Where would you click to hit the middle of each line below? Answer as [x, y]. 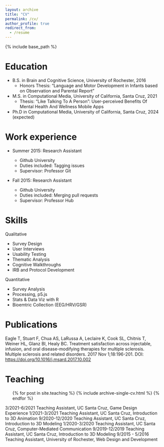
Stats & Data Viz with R [35, 299]
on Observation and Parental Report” [57, 91]
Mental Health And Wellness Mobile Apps [62, 106]
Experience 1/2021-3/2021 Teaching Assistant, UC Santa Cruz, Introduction [81, 413]
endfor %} [23, 398]
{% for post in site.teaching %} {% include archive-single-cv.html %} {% [86, 393]
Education [26, 67]
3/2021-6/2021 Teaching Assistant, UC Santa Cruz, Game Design [71, 407]
